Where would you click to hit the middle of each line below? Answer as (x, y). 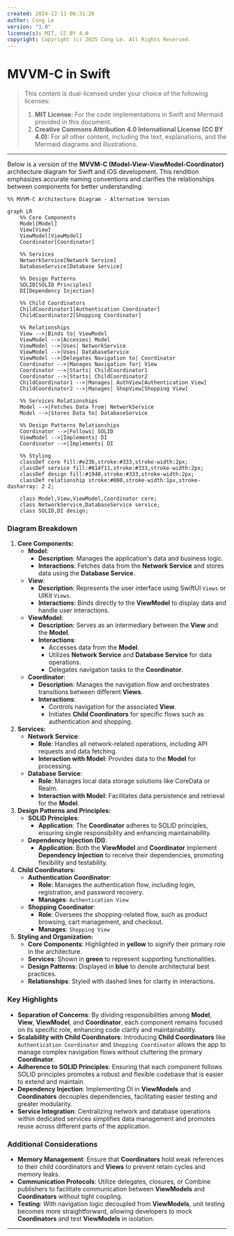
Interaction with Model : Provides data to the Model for (117, 759)
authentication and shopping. (91, 722)
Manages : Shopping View (74, 929)
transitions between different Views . (91, 692)
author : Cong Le (31, 20)
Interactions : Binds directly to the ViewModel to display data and (132, 603)
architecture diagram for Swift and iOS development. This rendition (103, 172)
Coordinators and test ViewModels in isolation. (86, 1219)
